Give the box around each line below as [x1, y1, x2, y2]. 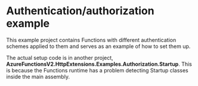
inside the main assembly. [6, 73, 70, 80]
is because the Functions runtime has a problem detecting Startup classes [6, 66, 189, 74]
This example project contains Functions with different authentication [6, 36, 177, 43]
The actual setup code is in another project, [6, 54, 113, 61]
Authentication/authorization [6, 4, 154, 18]
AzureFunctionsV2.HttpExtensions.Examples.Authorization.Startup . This [6, 60, 193, 68]
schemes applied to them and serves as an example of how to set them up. [6, 43, 191, 50]
